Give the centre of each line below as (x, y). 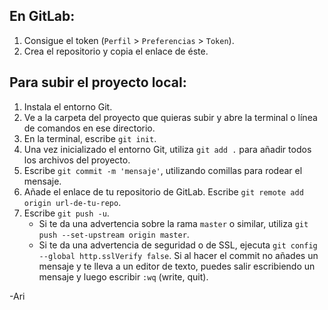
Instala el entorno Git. (68, 106)
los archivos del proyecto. (77, 160)
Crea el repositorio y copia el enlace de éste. (116, 51)
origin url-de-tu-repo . (72, 202)
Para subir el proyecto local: (98, 82)
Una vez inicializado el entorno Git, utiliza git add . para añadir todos (167, 149)
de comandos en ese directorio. (89, 128)
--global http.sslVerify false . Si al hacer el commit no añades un (178, 255)
